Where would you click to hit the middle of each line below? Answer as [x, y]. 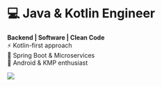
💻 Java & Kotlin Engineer [81, 14]
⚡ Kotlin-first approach [40, 45]
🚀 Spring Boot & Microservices [51, 55]
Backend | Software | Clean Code [56, 37]
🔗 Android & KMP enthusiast [48, 63]
